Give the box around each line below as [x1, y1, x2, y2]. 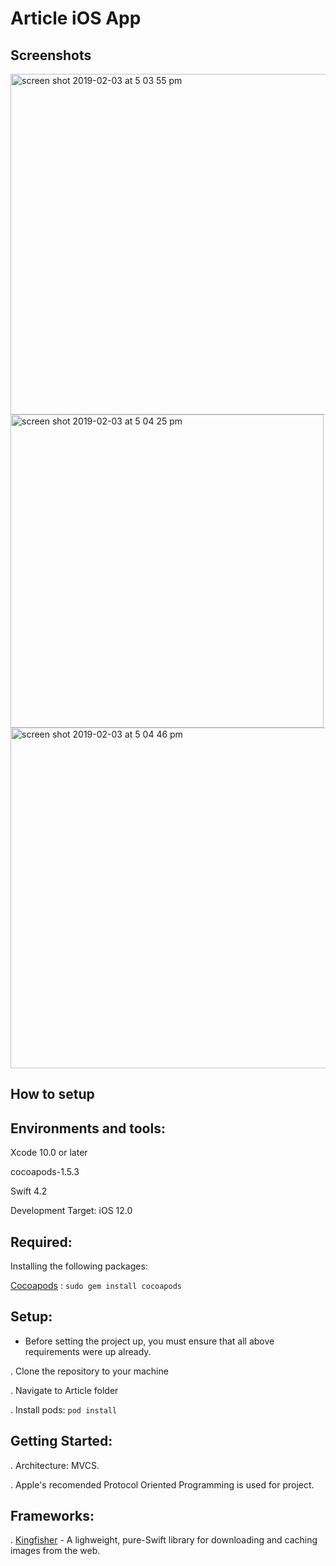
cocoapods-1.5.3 [10, 1166, 80, 1178]
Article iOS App [10, 7, 142, 30]
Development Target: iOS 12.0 [10, 1205, 133, 1217]
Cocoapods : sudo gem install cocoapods [10, 1280, 183, 1292]
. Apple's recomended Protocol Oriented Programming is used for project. [10, 1478, 315, 1491]
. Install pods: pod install [10, 1403, 118, 1416]
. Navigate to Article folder [10, 1384, 119, 1396]
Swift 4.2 [10, 1185, 48, 1197]
